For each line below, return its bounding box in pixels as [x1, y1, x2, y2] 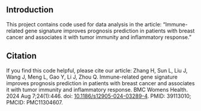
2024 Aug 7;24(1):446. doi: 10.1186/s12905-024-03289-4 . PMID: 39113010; [6, 92, 191, 100]
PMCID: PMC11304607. [6, 98, 63, 106]
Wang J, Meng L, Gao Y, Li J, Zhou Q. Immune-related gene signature [6, 73, 178, 80]
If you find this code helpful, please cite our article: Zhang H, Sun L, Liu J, [6, 67, 188, 74]
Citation [6, 51, 37, 61]
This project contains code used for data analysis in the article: [6, 20, 162, 28]
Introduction [6, 5, 54, 15]
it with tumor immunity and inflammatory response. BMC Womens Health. [6, 86, 188, 93]
